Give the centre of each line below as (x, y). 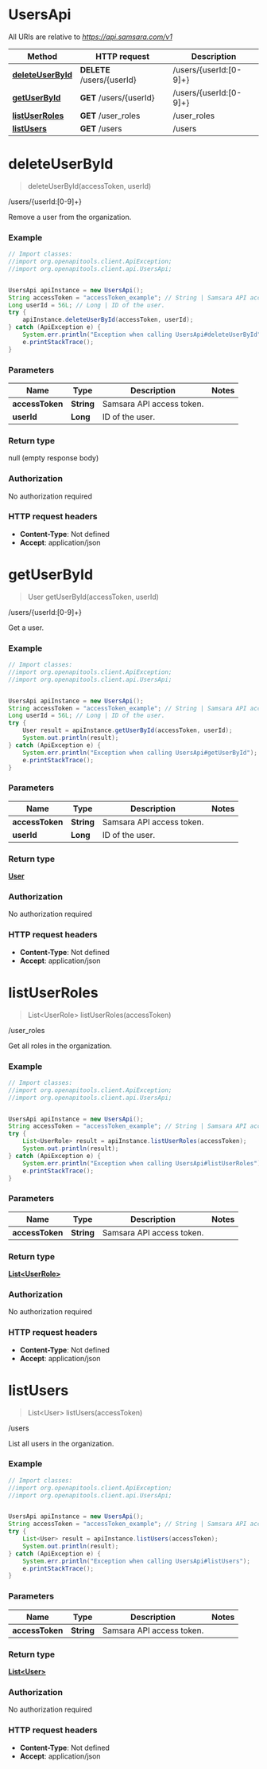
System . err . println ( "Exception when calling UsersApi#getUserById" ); (140, 753)
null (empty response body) (54, 458)
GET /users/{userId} (117, 97)
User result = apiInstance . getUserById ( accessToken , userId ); (128, 730)
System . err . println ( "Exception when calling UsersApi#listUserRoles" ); (143, 1163)
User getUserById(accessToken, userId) (93, 597)
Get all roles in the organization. (60, 1046)
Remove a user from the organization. (70, 217)
